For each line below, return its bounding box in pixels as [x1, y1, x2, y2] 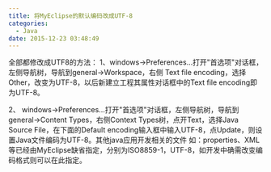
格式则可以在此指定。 [15, 155, 87, 166]
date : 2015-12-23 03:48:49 [8, 34, 100, 43]
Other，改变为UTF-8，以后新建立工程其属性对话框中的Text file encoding [8, 78, 251, 87]
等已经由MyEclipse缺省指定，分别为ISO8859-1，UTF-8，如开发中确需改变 [8, 145, 256, 155]
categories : [8, 19, 49, 27]
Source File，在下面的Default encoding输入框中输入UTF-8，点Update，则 [8, 125, 256, 135]
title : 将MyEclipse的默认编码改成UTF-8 [8, 11, 133, 20]
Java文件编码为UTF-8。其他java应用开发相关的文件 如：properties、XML [15, 135, 260, 145]
